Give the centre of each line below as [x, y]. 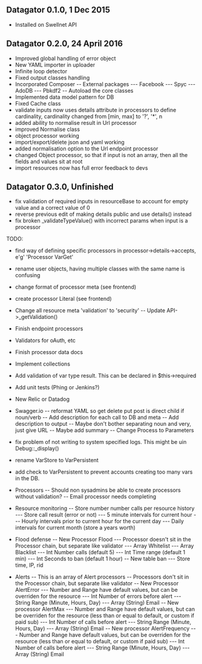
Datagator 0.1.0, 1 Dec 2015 [58, 10]
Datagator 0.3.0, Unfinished [60, 187]
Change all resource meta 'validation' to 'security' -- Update [90, 310]
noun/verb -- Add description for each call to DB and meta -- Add [97, 417]
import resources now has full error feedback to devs [81, 168]
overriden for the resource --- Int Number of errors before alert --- [98, 596]
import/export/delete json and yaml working [70, 142]
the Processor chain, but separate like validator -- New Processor [97, 583]
